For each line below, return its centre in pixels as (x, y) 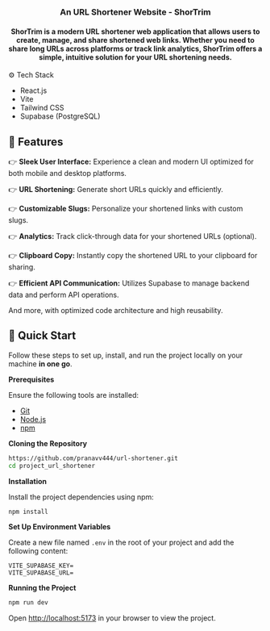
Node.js (33, 419)
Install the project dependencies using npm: (81, 497)
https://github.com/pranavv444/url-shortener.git (93, 458)
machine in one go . (40, 364)
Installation (27, 481)
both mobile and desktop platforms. (68, 173)
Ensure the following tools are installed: (74, 395)
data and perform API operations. (64, 295)
